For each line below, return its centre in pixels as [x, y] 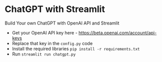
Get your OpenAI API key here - [45, 32]
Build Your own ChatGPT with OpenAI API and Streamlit [62, 23]
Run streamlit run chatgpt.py [44, 54]
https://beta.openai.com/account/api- [117, 32]
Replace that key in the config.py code [52, 43]
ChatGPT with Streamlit [55, 9]
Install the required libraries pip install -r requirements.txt [76, 48]
